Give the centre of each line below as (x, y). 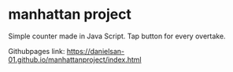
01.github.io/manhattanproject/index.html (75, 59)
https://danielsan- (96, 51)
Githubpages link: (37, 51)
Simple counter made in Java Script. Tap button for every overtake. (117, 36)
